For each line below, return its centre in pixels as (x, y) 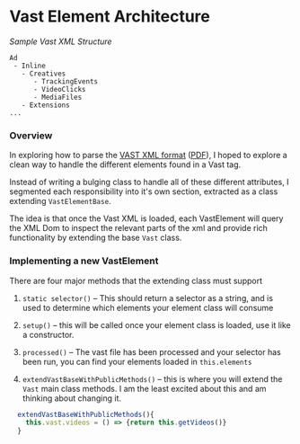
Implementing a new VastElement (84, 261)
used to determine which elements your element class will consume (148, 307)
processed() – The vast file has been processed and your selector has (151, 351)
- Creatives (44, 74)
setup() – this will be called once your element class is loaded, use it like (156, 324)
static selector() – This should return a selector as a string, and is (148, 297)
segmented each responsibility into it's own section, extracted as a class (144, 191)
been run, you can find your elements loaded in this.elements (137, 361)
